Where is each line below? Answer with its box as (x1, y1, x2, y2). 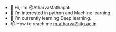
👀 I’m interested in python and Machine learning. (10, 10, 112, 16)
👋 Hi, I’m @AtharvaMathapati (10, 5, 71, 10)
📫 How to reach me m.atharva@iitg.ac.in (10, 21, 97, 27)
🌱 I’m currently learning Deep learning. (10, 15, 92, 21)
